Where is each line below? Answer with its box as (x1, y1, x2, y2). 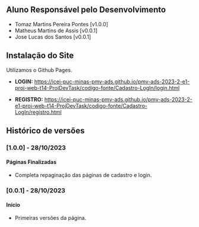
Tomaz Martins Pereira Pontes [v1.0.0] (14, 20, 109, 27)
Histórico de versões (6, 126, 85, 136)
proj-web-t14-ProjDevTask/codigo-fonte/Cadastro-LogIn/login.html (14, 84, 180, 91)
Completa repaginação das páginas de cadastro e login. (14, 172, 152, 179)
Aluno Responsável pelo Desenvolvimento (6, 5, 166, 15)
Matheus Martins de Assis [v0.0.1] (14, 27, 98, 34)
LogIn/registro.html (14, 108, 62, 116)
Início (6, 201, 21, 208)
